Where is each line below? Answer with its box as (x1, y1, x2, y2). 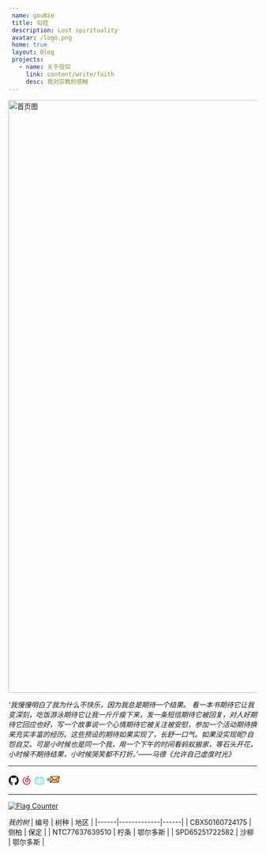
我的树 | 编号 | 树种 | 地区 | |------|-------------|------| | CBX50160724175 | (8, 817, 252, 826)
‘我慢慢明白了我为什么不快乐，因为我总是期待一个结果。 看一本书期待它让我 (8, 700, 255, 709)
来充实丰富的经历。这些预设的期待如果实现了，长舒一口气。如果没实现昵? (8, 729, 247, 739)
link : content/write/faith (25, 70, 114, 78)
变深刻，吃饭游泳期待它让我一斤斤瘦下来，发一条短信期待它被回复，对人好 (8, 709, 250, 719)
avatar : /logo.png (11, 33, 73, 42)
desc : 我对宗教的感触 (25, 77, 89, 85)
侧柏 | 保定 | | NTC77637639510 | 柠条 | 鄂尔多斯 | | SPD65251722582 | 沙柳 (8, 827, 254, 837)
